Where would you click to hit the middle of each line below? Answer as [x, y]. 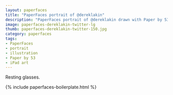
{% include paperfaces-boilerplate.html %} [51, 87]
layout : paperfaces [26, 10]
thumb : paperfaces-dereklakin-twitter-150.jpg [56, 29]
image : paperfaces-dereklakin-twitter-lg [50, 24]
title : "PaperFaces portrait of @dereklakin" [55, 15]
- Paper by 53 [21, 58]
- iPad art [17, 63]
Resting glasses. [23, 77]
